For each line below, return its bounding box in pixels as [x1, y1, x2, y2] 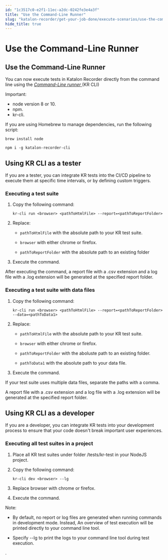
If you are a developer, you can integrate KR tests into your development [5, 422, 154, 428]
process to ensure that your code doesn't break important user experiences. [5, 427, 163, 433]
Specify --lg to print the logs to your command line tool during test [12, 534, 149, 540]
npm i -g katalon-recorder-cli [5, 145, 70, 151]
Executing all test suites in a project [5, 440, 93, 447]
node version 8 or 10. [12, 101, 56, 107]
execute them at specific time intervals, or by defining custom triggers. [5, 178, 151, 184]
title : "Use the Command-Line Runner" [5, 12, 86, 17]
